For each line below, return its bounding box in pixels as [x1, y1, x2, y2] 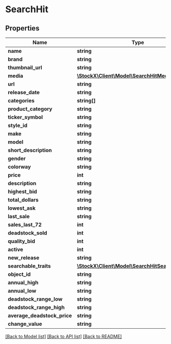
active [8, 246, 23, 253]
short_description [8, 147, 52, 154]
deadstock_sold [8, 230, 47, 236]
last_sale [8, 213, 30, 220]
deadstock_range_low [8, 296, 63, 302]
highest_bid [8, 188, 37, 195]
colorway [8, 163, 32, 170]
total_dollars [8, 196, 39, 203]
